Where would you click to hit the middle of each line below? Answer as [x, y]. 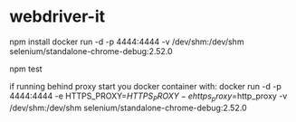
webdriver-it [57, 17]
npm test [26, 69]
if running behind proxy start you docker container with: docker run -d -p [146, 86]
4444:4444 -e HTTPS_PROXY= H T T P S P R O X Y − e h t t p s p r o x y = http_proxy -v [148, 97]
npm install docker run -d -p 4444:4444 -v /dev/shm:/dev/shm [127, 42]
